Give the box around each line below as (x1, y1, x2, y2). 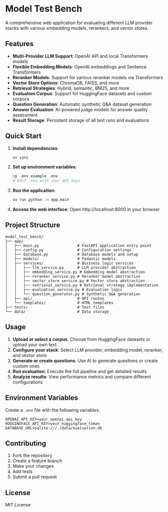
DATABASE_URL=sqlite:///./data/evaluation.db (5, 425, 102, 430)
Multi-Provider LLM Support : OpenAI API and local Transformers (12, 53, 148, 59)
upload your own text (12, 341, 57, 347)
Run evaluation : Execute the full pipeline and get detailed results (12, 368, 147, 374)
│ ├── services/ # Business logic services (5, 260, 134, 266)
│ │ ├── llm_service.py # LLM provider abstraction (5, 265, 136, 270)
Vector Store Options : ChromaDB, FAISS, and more (12, 80, 120, 86)
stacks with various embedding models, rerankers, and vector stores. (5, 25, 149, 31)
